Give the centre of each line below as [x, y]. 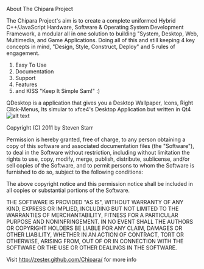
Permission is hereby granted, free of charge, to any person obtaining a [96, 139]
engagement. [23, 53]
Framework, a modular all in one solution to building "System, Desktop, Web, [102, 34]
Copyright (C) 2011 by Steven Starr [50, 127]
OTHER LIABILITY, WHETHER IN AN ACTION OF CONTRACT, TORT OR [95, 234]
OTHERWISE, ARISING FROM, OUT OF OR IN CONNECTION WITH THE [95, 241]
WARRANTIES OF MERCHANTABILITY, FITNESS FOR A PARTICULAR [92, 215]
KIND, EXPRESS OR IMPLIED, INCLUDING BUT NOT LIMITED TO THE [93, 208]
